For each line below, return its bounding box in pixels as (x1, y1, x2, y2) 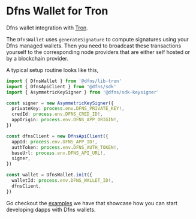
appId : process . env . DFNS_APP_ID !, (11, 139, 98, 145)
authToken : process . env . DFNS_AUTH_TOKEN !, (11, 144, 119, 151)
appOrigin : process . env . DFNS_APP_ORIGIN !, (11, 117, 119, 123)
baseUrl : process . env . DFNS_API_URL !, (11, 150, 106, 156)
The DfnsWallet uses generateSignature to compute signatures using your (6, 35, 189, 43)
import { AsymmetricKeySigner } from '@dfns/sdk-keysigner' (6, 89, 160, 95)
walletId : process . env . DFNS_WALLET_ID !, (11, 178, 114, 184)
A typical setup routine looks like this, (6, 66, 99, 73)
